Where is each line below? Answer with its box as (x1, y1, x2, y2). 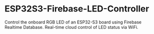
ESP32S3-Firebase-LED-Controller (4, 3, 150, 14)
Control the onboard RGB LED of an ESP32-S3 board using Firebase (4, 19, 142, 25)
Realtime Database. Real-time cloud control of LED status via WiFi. (4, 24, 139, 30)
